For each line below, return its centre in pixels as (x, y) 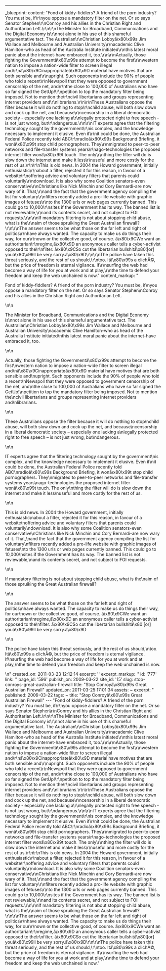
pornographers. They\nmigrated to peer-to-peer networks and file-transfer (82, 477)
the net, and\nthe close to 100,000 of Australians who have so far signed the (83, 387)
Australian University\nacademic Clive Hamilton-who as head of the (74, 330)
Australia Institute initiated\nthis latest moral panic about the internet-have (81, 336)
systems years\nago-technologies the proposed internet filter (68, 483)
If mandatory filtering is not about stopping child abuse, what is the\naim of (82, 579)
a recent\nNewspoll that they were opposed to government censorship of (80, 381)
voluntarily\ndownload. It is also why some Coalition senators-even (73, 528)
